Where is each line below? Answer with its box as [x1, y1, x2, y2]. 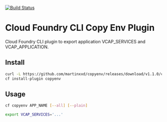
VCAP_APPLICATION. [5, 44, 49, 50]
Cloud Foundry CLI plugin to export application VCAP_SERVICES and [5, 38, 146, 44]
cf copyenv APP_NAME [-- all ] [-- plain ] [5, 103, 88, 108]
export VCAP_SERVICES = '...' [5, 112, 64, 117]
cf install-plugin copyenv [5, 76, 61, 81]
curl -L [5, 71, 21, 77]
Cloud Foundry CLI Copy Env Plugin [5, 22, 155, 33]
